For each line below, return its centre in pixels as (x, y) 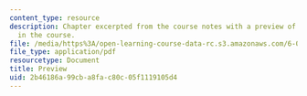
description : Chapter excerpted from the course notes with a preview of (153, 27)
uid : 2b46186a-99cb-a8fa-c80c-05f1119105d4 (94, 78)
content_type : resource (55, 18)
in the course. (47, 35)
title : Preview (38, 69)
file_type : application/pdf (63, 52)
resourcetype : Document (55, 60)
